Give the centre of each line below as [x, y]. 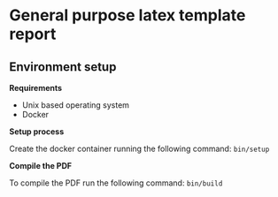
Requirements [36, 88]
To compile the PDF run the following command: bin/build [116, 183]
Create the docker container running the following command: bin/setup [139, 148]
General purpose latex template [127, 15]
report [33, 34]
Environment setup [63, 67]
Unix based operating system [76, 105]
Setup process [37, 132]
